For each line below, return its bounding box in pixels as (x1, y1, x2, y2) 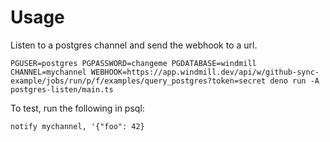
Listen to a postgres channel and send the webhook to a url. (10, 39, 258, 51)
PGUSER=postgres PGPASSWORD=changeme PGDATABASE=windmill (10, 58, 257, 68)
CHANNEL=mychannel (10, 67, 87, 77)
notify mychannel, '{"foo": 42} (10, 121, 145, 131)
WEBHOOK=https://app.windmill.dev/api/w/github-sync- (90, 67, 320, 77)
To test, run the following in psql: (10, 102, 145, 114)
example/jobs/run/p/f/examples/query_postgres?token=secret (10, 76, 267, 86)
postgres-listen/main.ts (10, 84, 114, 95)
